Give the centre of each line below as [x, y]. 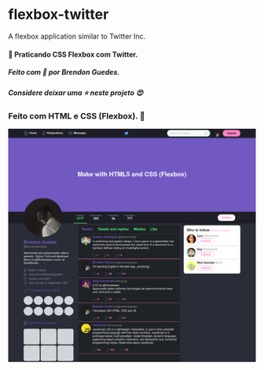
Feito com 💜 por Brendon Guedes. [64, 72]
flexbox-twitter [59, 15]
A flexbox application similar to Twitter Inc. [77, 36]
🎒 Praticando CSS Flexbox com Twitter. [73, 54]
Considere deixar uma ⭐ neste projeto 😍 [76, 93]
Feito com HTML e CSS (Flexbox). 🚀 [77, 115]
